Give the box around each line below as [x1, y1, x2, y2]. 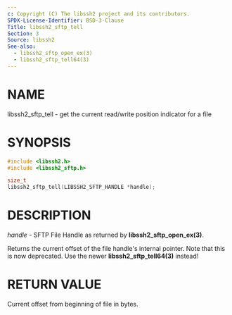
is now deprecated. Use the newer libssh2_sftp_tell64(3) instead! [7, 252, 199, 261]
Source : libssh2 [7, 37, 55, 44]
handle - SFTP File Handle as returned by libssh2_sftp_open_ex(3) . [7, 230, 204, 240]
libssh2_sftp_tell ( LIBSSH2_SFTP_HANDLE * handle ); [7, 184, 156, 191]
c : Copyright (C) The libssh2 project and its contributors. [7, 10, 191, 18]
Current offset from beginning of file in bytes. [7, 300, 138, 308]
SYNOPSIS [7, 135, 72, 150]
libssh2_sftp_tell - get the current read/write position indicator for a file [7, 110, 212, 118]
